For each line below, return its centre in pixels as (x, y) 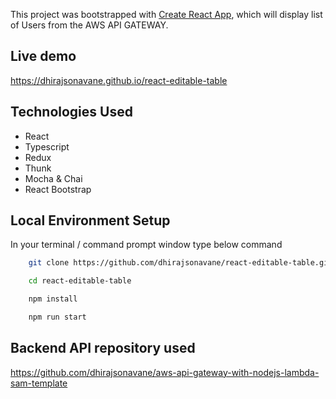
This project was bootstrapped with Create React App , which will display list (166, 14)
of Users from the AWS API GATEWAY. (89, 25)
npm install (53, 299)
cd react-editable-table (80, 281)
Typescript (47, 146)
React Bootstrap (58, 189)
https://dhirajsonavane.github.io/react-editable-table (119, 80)
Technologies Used (71, 112)
